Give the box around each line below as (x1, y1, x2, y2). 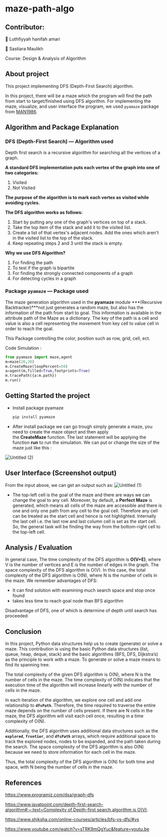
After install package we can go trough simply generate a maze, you (12, 423, 153, 429)
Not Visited (12, 185, 36, 191)
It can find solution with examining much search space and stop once (12, 587, 156, 594)
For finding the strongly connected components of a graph (12, 270, 133, 276)
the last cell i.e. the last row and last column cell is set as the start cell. (12, 518, 157, 524)
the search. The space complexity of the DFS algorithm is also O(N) (5, 744, 144, 750)
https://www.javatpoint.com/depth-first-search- (5, 801, 104, 807)
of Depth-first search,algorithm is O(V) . (67, 807, 149, 813)
